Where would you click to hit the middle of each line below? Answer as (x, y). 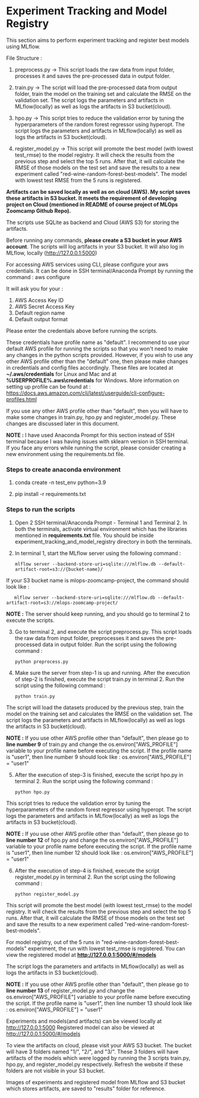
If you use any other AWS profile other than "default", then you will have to (97, 411)
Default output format (41, 319)
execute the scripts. (30, 620)
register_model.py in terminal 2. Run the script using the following (95, 877)
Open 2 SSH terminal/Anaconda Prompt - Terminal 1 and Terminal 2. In (101, 522)
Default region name (40, 313)
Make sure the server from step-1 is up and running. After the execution (102, 672)
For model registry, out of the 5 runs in (53, 942)
